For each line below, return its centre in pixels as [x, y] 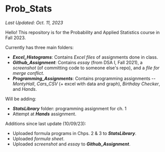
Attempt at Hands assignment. [44, 114]
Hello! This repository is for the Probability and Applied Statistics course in [82, 32]
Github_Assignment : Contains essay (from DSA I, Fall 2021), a [77, 62]
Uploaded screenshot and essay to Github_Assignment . [71, 144]
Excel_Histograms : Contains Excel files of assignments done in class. [85, 57]
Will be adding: [21, 99]
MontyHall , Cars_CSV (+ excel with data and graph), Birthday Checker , [86, 84]
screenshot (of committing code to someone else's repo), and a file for [86, 68]
